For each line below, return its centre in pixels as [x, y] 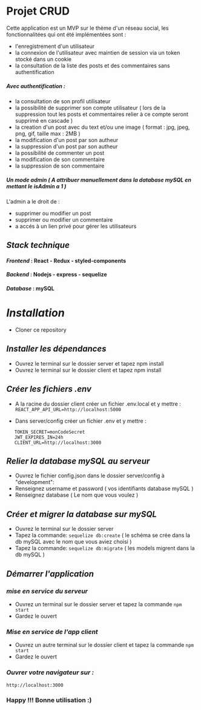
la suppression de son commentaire [60, 166]
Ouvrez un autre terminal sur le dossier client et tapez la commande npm [104, 645]
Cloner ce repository [41, 330]
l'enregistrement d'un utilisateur [55, 46]
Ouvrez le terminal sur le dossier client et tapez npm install [88, 370]
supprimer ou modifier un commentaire [64, 219]
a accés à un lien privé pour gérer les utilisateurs [76, 226]
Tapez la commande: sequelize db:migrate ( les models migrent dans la [105, 548]
